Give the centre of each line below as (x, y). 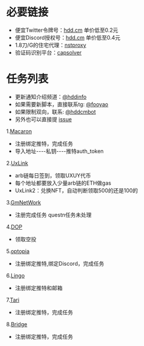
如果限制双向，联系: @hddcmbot (55, 112)
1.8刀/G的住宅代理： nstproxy (50, 45)
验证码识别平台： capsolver (48, 52)
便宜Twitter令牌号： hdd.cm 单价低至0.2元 (66, 30)
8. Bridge (17, 324)
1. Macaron (19, 131)
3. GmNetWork (24, 202)
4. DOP (14, 227)
